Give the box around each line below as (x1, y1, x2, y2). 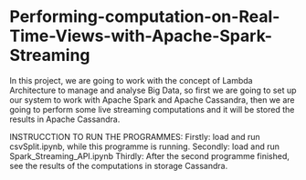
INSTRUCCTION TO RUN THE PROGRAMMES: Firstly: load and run (9, 131, 260, 142)
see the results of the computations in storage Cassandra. (9, 160, 228, 171)
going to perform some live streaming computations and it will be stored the (9, 104, 295, 115)
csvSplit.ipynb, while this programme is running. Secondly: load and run (9, 141, 280, 152)
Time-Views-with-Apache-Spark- (9, 25, 272, 46)
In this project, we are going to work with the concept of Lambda (9, 75, 253, 85)
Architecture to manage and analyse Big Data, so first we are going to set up (9, 85, 297, 95)
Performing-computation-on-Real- (9, 6, 280, 27)
